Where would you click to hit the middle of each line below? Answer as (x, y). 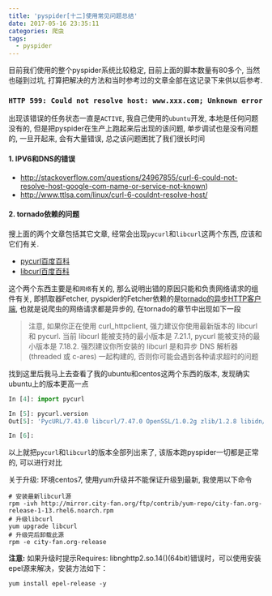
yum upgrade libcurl (43, 527)
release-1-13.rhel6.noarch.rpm (61, 511)
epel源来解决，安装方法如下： (58, 568)
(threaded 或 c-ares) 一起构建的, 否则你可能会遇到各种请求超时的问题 (143, 356)
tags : (17, 39)
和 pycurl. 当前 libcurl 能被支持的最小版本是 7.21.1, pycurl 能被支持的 (140, 336)
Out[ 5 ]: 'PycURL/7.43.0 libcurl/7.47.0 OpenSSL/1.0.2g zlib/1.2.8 (123, 421)
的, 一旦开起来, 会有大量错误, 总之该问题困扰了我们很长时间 (106, 139)
